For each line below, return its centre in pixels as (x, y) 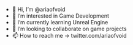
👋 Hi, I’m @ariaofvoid (39, 9)
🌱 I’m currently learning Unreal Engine (60, 22)
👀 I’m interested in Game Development (60, 16)
